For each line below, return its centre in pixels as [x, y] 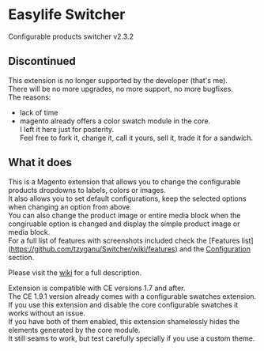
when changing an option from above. [70, 206]
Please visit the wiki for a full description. [75, 272]
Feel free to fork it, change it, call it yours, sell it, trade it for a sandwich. [136, 138]
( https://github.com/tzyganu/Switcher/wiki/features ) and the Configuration [130, 249]
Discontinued [42, 61]
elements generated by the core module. [74, 330]
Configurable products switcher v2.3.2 [71, 36]
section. [21, 257]
